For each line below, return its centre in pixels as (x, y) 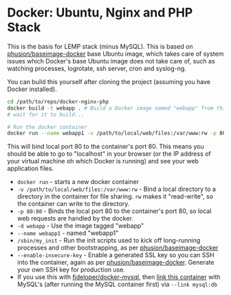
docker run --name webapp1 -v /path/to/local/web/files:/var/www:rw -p (112, 133)
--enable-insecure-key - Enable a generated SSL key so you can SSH (115, 255)
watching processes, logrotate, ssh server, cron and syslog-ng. (97, 68)
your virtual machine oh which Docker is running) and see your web (103, 161)
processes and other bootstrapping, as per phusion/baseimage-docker (118, 248)
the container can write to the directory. (73, 204)
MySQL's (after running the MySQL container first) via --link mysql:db (117, 285)
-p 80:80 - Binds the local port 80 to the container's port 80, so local (114, 211)
